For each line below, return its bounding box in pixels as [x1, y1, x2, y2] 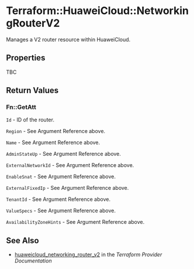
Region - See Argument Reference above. [6, 128, 106, 135]
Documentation [14, 257, 52, 264]
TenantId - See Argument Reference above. [6, 196, 111, 203]
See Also [6, 236, 39, 246]
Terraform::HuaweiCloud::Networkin [6, 4, 189, 18]
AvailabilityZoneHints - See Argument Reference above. [6, 219, 145, 226]
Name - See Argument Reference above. [6, 139, 101, 146]
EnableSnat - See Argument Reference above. [6, 173, 116, 180]
